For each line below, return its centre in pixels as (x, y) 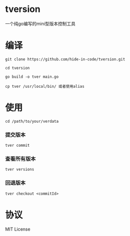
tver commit (17, 146)
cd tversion (17, 68)
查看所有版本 (21, 159)
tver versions (20, 170)
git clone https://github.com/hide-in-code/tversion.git (65, 59)
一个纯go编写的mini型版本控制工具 (40, 23)
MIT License (18, 229)
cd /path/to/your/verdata (32, 121)
